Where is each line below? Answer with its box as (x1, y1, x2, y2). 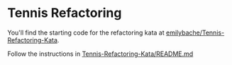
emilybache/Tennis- (165, 28, 225, 37)
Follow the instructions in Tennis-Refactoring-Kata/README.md (7, 49, 194, 58)
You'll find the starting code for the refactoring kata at (7, 28, 165, 37)
